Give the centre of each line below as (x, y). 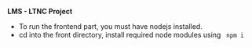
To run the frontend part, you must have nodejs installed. (111, 26)
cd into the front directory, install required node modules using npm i (131, 35)
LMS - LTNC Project (40, 11)
